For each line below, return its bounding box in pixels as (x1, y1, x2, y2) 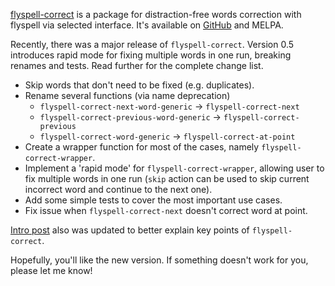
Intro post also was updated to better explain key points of (10, 224, 250, 236)
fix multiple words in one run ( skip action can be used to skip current (24, 173, 310, 184)
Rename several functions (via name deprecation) (24, 90, 231, 101)
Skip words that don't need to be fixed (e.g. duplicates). (24, 79, 255, 91)
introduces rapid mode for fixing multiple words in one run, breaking (10, 49, 292, 61)
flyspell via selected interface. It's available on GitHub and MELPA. (10, 19, 284, 31)
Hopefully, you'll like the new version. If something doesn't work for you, (10, 254, 309, 266)
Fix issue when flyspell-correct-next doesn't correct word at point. (24, 205, 308, 216)
